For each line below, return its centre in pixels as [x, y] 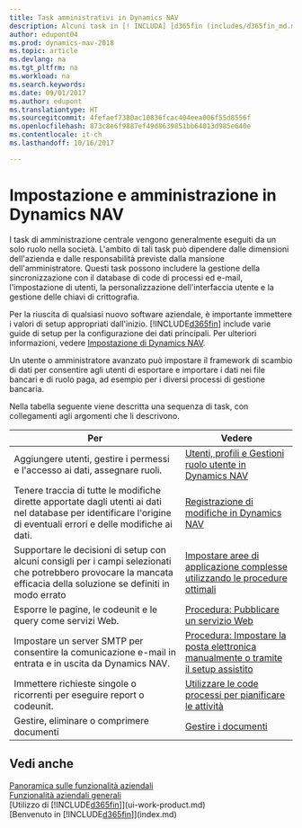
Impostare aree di [222, 556]
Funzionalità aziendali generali [65, 795]
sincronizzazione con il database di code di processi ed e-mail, [126, 277]
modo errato [40, 594]
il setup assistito [219, 669]
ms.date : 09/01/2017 [48, 93]
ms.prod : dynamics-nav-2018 [62, 43]
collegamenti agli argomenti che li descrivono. [94, 415]
